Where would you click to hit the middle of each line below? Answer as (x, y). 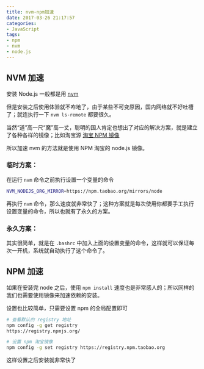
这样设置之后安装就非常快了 (41, 360)
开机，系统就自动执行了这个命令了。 (62, 251)
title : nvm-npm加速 (30, 12)
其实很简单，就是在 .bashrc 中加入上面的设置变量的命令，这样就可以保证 (98, 243)
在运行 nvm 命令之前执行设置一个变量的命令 (60, 179)
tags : (13, 35)
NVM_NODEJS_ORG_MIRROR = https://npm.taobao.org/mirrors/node (85, 191)
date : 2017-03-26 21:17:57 (41, 18)
